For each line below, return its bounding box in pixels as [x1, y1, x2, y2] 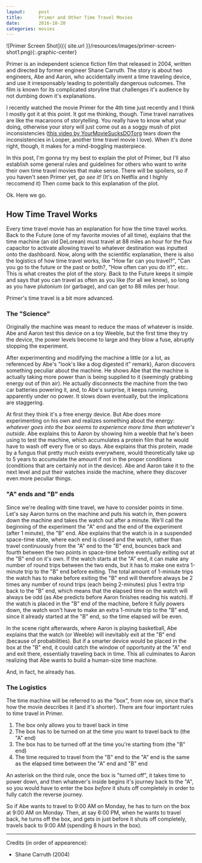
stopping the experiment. [6, 342, 69, 350]
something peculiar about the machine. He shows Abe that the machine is [6, 367, 189, 374]
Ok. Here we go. [6, 191, 47, 199]
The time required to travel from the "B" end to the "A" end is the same [14, 753, 190, 760]
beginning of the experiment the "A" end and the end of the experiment [6, 523, 182, 530]
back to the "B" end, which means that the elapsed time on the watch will [6, 587, 188, 594]
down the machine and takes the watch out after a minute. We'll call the [6, 517, 183, 524]
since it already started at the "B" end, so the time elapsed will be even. [6, 613, 183, 620]
